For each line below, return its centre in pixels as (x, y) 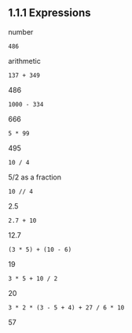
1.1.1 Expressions (50, 13)
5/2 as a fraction (35, 177)
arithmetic (24, 61)
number (21, 31)
